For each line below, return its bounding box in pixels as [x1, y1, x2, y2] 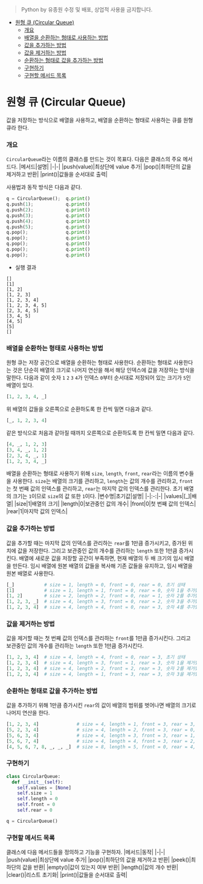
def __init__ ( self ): [11, 779, 63, 785]
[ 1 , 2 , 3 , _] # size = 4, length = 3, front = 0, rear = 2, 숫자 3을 [6, 599, 184, 605]
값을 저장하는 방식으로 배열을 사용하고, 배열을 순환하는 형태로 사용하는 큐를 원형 [6, 116, 193, 124]
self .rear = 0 [17, 807, 53, 814]
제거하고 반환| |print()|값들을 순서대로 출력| [6, 171, 108, 178]
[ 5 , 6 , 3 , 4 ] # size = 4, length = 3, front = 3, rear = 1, [6, 733, 196, 739]
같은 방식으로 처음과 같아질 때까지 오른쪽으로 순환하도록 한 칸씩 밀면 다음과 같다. [6, 429, 195, 436]
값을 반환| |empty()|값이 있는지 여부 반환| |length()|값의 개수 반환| [22, 863, 178, 871]
